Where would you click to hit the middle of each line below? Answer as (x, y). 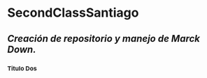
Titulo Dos (22, 68)
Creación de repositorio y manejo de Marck (104, 39)
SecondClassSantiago (73, 13)
